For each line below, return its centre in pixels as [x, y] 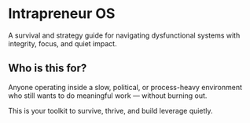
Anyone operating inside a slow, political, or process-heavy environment [125, 87]
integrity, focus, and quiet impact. [63, 43]
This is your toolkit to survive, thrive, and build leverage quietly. [111, 110]
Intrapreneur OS [62, 14]
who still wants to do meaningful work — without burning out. [108, 96]
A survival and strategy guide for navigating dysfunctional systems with [124, 35]
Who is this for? [48, 69]
